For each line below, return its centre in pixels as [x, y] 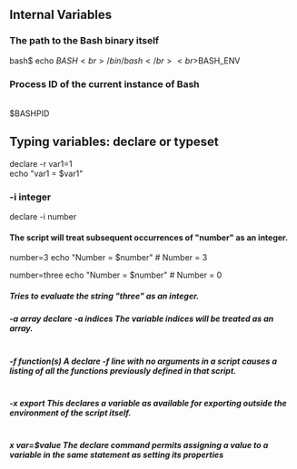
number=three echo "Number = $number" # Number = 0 [116, 275]
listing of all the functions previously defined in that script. [123, 370]
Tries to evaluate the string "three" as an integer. [104, 296]
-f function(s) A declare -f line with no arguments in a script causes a [144, 361]
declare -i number [43, 217]
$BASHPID [30, 113]
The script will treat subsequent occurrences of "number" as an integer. [149, 237]
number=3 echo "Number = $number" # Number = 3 [109, 258]
